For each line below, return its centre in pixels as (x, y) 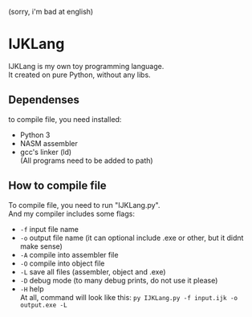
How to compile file (57, 186)
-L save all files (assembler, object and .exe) (93, 271)
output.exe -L (43, 305)
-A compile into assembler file (69, 254)
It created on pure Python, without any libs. (79, 75)
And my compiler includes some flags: (71, 213)
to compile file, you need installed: (65, 119)
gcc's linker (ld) (46, 152)
